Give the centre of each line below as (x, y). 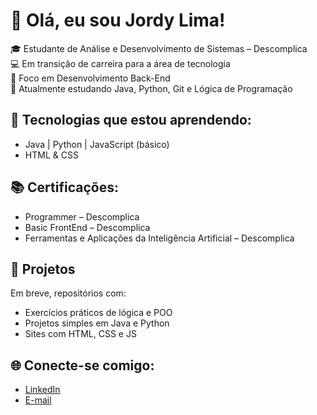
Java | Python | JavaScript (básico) (97, 144)
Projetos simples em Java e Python (97, 323)
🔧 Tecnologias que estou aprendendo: (131, 120)
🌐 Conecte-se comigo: (82, 365)
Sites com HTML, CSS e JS (80, 334)
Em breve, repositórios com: (68, 293)
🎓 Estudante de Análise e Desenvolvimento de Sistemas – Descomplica (159, 48)
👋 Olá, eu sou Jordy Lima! (118, 20)
